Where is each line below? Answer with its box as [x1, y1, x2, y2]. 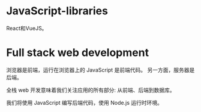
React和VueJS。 [6, 24, 47, 32]
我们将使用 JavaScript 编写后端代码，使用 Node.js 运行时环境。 [6, 99, 163, 106]
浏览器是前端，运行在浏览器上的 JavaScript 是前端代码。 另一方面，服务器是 [6, 66, 195, 73]
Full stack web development [6, 46, 149, 60]
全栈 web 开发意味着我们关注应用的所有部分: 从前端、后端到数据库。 [6, 86, 175, 94]
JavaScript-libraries [6, 4, 108, 18]
